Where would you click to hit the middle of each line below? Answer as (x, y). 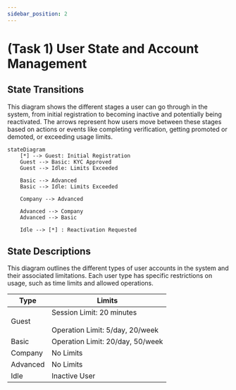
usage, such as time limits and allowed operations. (80, 284)
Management (47, 63)
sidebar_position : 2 (38, 14)
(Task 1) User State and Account (103, 48)
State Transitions (46, 90)
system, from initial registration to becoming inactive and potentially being (114, 114)
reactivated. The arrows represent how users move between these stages (114, 121)
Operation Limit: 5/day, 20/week (105, 330)
